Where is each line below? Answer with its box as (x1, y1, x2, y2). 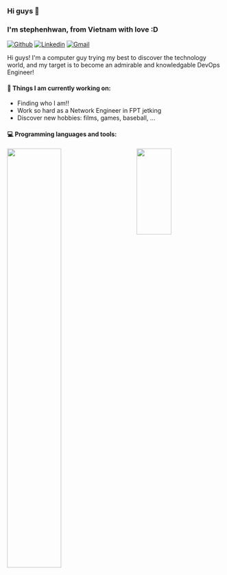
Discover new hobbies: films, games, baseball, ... (16, 113, 156, 122)
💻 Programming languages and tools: (7, 130, 117, 138)
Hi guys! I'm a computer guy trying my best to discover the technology (7, 54, 207, 62)
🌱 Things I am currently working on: (7, 84, 111, 92)
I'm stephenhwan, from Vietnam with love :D (7, 24, 159, 34)
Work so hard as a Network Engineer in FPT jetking (16, 107, 162, 115)
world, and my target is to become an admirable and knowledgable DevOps (7, 61, 221, 69)
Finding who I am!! (16, 99, 70, 107)
